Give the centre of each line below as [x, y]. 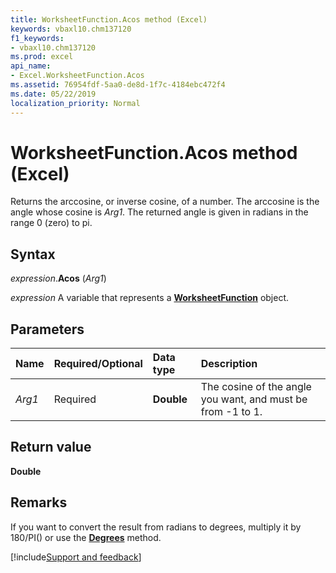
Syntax [33, 254]
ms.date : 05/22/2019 [53, 94]
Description [229, 364]
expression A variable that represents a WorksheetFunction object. [150, 298]
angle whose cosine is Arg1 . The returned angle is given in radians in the [159, 212]
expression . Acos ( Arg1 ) [58, 278]
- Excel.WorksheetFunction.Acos [77, 76]
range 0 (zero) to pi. [51, 223]
